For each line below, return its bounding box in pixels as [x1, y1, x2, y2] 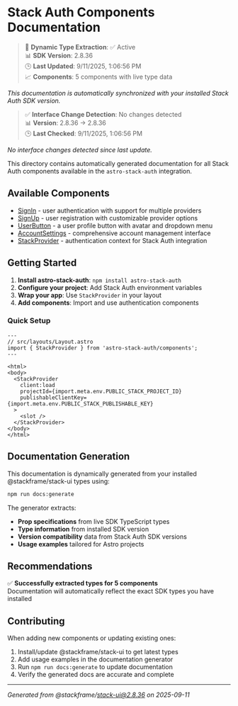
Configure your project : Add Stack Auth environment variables [17, 283, 203, 291]
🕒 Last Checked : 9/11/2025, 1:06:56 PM [24, 129, 143, 138]
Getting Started [7, 257, 77, 269]
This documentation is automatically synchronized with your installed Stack [7, 89, 229, 97]
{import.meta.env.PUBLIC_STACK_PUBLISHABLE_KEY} [7, 400, 154, 408]
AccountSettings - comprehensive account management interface [17, 228, 211, 237]
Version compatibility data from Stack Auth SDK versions [17, 532, 188, 541]
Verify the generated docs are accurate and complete [17, 671, 175, 679]
